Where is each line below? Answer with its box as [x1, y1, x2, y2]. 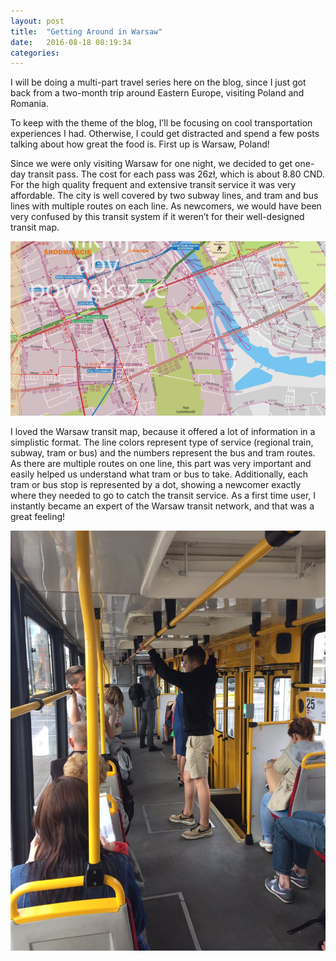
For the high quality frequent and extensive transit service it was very [10, 179, 297, 191]
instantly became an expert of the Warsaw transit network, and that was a [10, 500, 315, 512]
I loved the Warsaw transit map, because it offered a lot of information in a [10, 425, 316, 437]
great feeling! [10, 510, 66, 522]
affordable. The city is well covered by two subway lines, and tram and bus [10, 190, 319, 202]
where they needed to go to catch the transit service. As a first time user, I [10, 489, 317, 501]
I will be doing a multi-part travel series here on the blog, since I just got [10, 76, 307, 89]
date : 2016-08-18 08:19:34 [10, 37, 132, 47]
